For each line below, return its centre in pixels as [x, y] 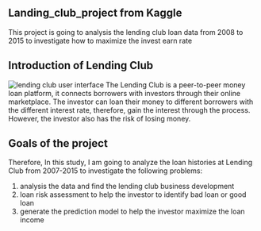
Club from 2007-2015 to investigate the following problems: [106, 171]
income [32, 220]
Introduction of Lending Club [81, 65]
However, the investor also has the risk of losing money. [100, 118]
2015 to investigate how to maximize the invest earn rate [100, 40]
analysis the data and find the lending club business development [127, 187]
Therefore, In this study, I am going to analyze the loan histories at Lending [130, 163]
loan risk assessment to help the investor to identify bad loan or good [133, 194]
